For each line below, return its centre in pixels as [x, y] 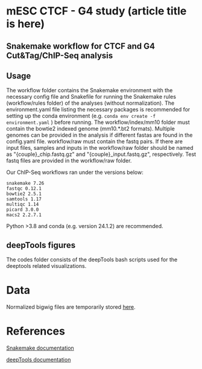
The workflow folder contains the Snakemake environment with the [90, 90]
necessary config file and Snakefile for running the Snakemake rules [91, 97]
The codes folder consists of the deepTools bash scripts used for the [92, 259]
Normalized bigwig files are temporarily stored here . [71, 307]
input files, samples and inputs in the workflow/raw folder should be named [100, 148]
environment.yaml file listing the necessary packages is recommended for [98, 110]
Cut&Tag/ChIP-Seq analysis [60, 55]
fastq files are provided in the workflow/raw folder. [69, 161]
